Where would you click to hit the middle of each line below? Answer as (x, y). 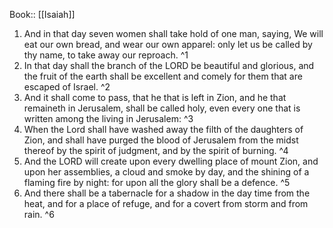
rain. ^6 (39, 214)
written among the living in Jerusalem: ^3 (108, 118)
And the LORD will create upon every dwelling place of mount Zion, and (171, 161)
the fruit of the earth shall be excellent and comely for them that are (163, 76)
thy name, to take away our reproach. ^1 (106, 55)
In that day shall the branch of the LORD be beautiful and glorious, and (169, 65)
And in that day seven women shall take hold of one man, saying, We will (173, 33)
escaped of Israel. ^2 (67, 87)
